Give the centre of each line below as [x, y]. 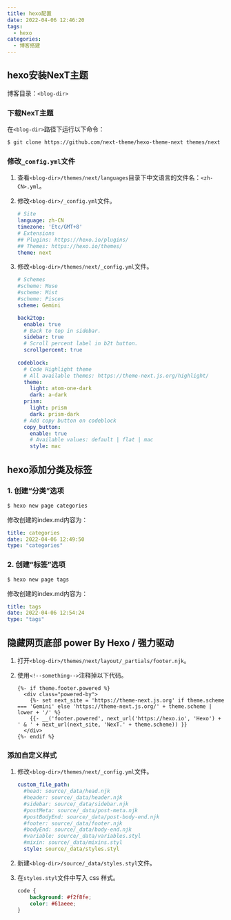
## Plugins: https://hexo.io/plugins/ [73, 240]
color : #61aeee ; [53, 903]
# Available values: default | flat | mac [92, 440]
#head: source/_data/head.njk [67, 792]
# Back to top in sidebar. [62, 331]
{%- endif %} [36, 736]
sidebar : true [44, 337]
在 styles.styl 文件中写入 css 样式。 [68, 877]
